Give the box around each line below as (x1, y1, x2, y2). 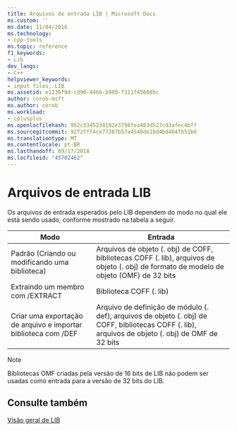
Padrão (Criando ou (11, 248, 76, 258)
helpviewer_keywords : (7, 75, 71, 83)
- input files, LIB (7, 82, 65, 89)
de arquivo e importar (11, 320, 83, 330)
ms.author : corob (7, 102, 59, 109)
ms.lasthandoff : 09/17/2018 (7, 148, 90, 155)
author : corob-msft (7, 96, 65, 103)
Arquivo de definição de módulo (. (96, 302, 209, 312)
